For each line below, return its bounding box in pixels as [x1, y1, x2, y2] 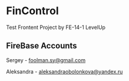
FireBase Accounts [6, 41, 78, 51]
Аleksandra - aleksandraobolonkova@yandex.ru [6, 68, 123, 75]
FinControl [6, 4, 59, 18]
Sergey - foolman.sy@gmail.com [6, 56, 86, 63]
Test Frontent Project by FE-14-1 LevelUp [6, 24, 106, 31]
